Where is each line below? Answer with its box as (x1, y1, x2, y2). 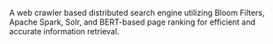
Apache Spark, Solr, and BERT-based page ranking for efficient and (9, 17, 256, 27)
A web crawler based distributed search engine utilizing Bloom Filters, (9, 8, 265, 18)
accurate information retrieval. (9, 26, 120, 36)
